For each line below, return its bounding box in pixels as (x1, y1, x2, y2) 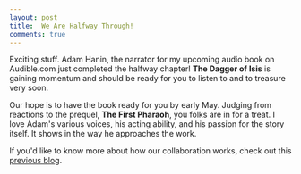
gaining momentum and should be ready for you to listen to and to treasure (9, 73, 287, 84)
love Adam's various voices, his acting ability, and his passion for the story (9, 119, 285, 129)
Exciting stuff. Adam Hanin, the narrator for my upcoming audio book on (9, 54, 275, 65)
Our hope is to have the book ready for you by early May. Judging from (9, 100, 271, 111)
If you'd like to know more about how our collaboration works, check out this (9, 145, 293, 156)
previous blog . (9, 155, 63, 166)
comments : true (9, 29, 66, 38)
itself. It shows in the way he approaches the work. (9, 128, 197, 139)
